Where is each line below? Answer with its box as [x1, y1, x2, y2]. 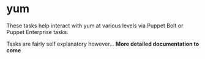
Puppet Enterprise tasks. [6, 28, 69, 35]
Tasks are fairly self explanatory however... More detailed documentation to [6, 40, 199, 47]
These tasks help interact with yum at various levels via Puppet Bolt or [6, 22, 184, 29]
